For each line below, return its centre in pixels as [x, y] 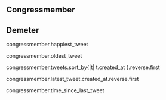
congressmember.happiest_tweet [47, 45]
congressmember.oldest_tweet [44, 56]
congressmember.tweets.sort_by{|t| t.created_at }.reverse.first [83, 67]
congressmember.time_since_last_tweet [55, 90]
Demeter [23, 30]
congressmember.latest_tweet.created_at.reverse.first [73, 79]
